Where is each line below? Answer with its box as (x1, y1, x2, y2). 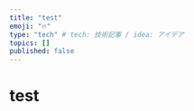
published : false (9, 47, 75, 56)
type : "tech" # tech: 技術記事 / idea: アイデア (9, 30, 185, 39)
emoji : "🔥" (9, 22, 51, 31)
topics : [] (9, 38, 51, 48)
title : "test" (9, 13, 63, 23)
